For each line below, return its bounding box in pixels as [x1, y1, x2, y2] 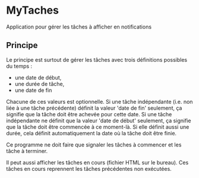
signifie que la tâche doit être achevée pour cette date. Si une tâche [6, 110, 172, 117]
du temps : [6, 62, 33, 69]
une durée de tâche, [14, 80, 65, 87]
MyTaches [6, 4, 59, 17]
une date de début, [14, 74, 62, 81]
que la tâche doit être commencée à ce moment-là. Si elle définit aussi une [6, 123, 189, 131]
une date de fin [14, 87, 52, 94]
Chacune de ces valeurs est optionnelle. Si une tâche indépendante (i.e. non [6, 98, 193, 105]
